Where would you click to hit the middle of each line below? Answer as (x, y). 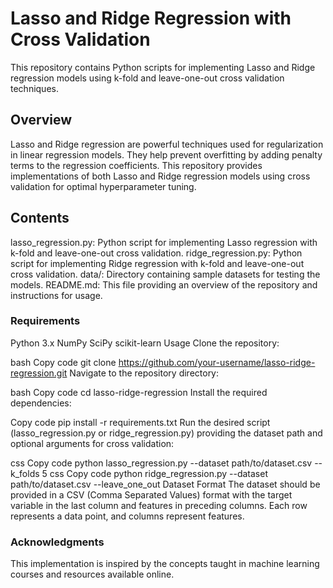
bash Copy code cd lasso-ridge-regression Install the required (139, 392)
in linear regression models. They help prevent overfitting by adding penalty (166, 154)
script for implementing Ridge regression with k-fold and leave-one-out (157, 263)
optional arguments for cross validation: (92, 443)
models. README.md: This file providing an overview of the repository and (164, 284)
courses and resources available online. (92, 574)
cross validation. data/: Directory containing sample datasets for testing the (165, 274)
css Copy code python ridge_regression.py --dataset (158, 473)
